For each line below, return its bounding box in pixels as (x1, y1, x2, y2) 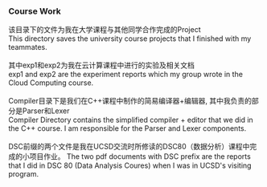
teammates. (8, 43, 48, 52)
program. (8, 169, 39, 179)
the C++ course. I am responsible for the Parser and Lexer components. (8, 124, 247, 133)
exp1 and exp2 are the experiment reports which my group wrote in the (8, 70, 244, 79)
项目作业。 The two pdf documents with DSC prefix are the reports (29, 152, 251, 161)
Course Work (8, 6, 62, 17)
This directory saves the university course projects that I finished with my (8, 34, 252, 43)
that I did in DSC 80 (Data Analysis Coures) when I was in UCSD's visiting (8, 161, 252, 170)
